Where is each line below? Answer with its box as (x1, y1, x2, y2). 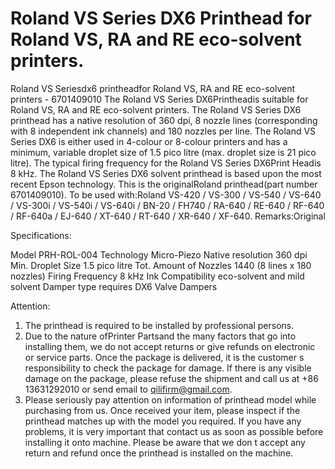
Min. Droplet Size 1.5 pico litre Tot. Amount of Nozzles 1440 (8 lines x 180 (10, 259, 312, 271)
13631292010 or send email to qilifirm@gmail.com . (24, 383, 233, 395)
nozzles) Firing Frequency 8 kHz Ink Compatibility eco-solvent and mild (10, 270, 305, 282)
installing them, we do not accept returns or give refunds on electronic (24, 340, 316, 352)
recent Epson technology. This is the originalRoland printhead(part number (10, 178, 318, 190)
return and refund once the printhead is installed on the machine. (24, 447, 294, 459)
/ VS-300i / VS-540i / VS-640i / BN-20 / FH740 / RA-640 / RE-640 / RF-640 (10, 199, 325, 211)
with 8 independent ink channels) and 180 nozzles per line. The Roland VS (10, 125, 317, 137)
